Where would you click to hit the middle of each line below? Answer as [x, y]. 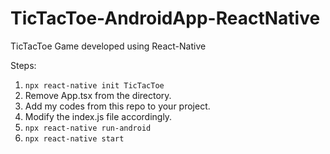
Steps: [23, 65]
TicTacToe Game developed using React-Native [108, 46]
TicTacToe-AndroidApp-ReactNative [165, 18]
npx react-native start [74, 138]
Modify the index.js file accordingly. [98, 116]
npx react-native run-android [88, 128]
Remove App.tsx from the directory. [98, 95]
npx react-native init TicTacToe [94, 85]
